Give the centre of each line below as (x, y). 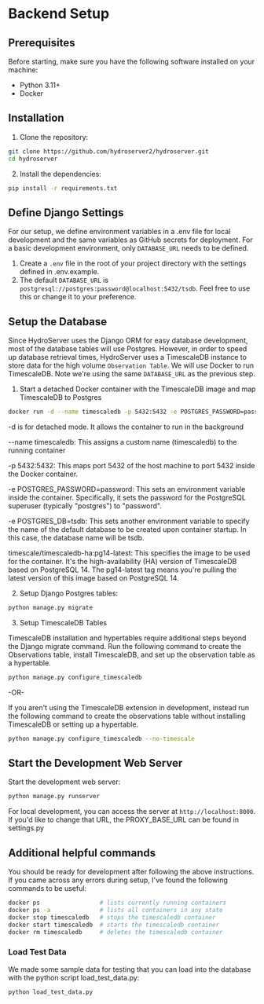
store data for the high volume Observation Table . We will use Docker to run (131, 365)
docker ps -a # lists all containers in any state (115, 910)
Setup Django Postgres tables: (69, 593)
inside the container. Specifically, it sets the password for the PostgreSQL (127, 497)
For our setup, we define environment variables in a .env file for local (119, 232)
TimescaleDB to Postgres (60, 398)
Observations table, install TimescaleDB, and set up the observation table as (132, 654)
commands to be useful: (48, 889)
